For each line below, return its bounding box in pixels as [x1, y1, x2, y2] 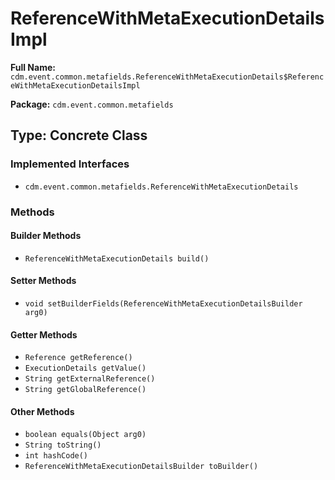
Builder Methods [10, 230, 82, 242]
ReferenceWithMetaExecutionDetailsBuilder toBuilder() [24, 462, 259, 472]
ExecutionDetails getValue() [24, 363, 147, 374]
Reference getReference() [24, 353, 133, 363]
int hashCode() [24, 451, 89, 461]
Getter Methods [10, 328, 78, 341]
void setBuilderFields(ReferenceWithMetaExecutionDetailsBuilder [24, 298, 303, 309]
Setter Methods [10, 275, 77, 287]
